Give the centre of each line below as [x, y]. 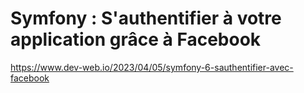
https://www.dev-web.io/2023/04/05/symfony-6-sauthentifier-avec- [152, 67]
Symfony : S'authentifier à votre [146, 18]
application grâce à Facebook [136, 39]
